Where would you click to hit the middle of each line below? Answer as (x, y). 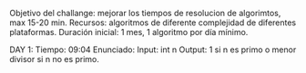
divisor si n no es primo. (55, 59)
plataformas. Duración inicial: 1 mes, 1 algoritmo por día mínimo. (129, 32)
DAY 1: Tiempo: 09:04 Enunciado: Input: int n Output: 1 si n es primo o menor (153, 50)
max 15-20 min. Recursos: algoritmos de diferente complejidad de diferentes (153, 23)
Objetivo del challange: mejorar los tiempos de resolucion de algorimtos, (145, 13)
